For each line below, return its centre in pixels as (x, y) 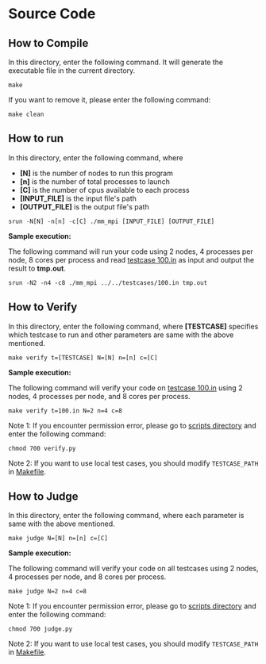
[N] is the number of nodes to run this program (96, 173)
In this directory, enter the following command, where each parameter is (126, 516)
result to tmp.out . (37, 268)
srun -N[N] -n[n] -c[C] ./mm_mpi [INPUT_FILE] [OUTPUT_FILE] (112, 221)
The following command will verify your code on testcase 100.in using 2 (125, 388)
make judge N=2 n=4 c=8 (48, 592)
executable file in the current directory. (72, 71)
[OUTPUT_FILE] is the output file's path (84, 206)
